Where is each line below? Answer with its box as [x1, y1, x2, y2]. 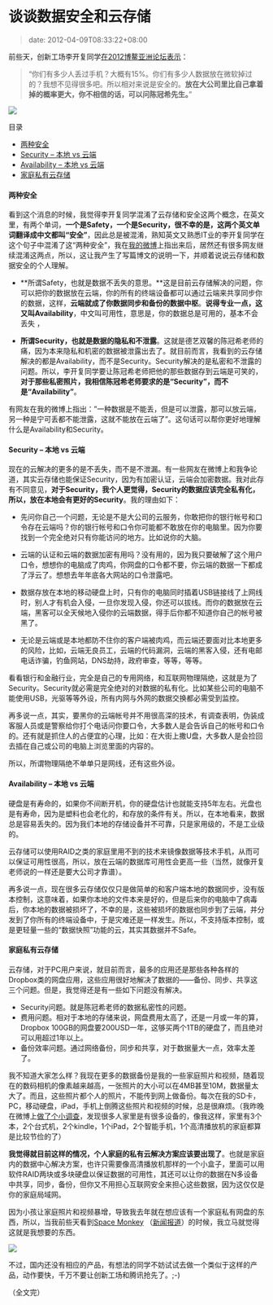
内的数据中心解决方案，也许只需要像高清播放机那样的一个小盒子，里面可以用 [8, 1158, 265, 1169]
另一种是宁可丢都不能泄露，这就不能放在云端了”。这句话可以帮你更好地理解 [8, 415, 262, 424]
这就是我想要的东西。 [8, 1227, 80, 1237]
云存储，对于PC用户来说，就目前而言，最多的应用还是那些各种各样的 [8, 964, 240, 974]
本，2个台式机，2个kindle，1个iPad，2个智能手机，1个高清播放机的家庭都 [8, 1121, 254, 1131]
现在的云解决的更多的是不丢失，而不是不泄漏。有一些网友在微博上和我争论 [8, 464, 258, 474]
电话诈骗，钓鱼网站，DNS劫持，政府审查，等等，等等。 [19, 656, 207, 666]
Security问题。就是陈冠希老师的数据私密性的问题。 [19, 1002, 191, 1012]
